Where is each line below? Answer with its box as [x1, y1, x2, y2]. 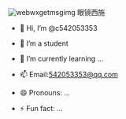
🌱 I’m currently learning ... [19, 54, 104, 63]
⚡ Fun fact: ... [19, 104, 63, 113]
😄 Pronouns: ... [19, 88, 71, 97]
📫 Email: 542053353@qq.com [19, 70, 118, 79]
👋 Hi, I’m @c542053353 [19, 24, 98, 32]
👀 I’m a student [19, 39, 69, 48]
